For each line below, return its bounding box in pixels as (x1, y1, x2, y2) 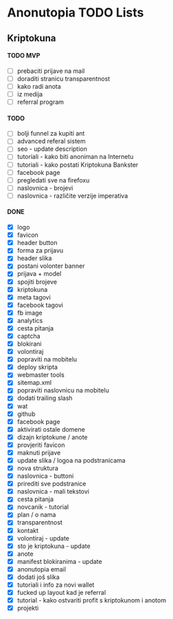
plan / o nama (16, 511, 56, 519)
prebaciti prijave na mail (16, 67, 85, 75)
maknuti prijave (16, 448, 61, 457)
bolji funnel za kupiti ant (16, 129, 85, 138)
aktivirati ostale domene (16, 425, 86, 433)
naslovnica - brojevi (16, 184, 73, 192)
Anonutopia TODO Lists (7, 5, 144, 21)
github (16, 410, 36, 418)
